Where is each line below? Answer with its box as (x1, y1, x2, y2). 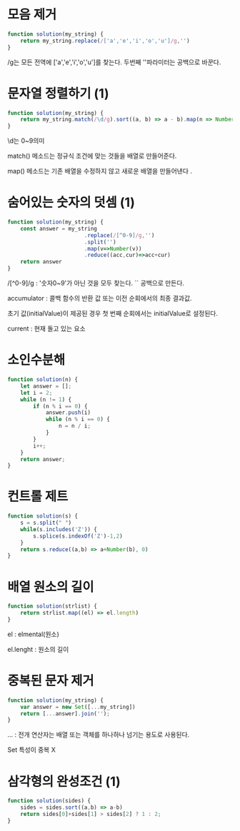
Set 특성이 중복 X (7, 745, 56, 754)
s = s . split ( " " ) (20, 519, 72, 527)
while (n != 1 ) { (20, 396, 72, 403)
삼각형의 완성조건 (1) (7, 773, 121, 790)
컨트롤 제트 (7, 488, 69, 505)
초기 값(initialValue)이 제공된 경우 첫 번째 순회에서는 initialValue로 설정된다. (7, 309, 218, 318)
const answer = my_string (20, 225, 98, 232)
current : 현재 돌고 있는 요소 (7, 324, 86, 333)
